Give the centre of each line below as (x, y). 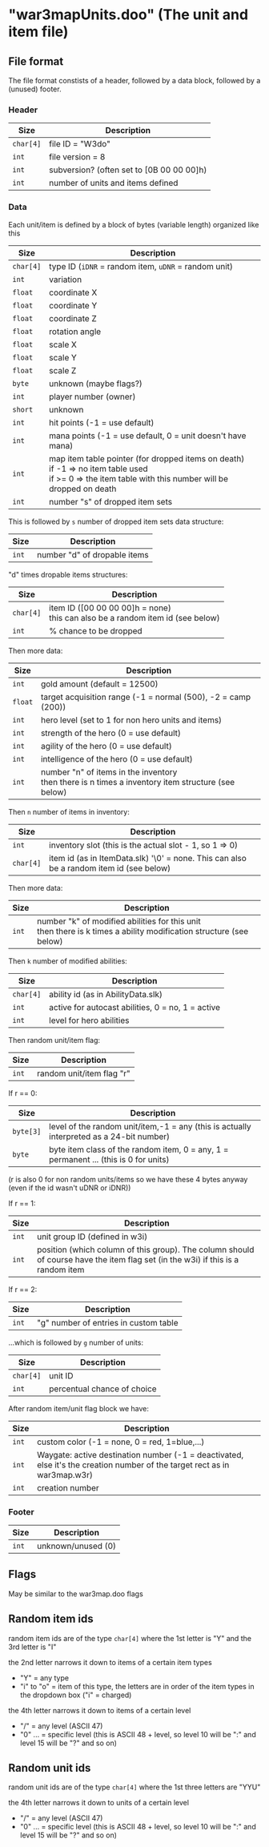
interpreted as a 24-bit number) (110, 1137)
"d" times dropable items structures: (68, 574)
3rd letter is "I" (32, 1647)
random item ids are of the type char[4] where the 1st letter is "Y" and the (130, 1638)
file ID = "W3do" (80, 144)
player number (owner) (92, 396)
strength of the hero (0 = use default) (111, 733)
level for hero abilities (89, 1020)
